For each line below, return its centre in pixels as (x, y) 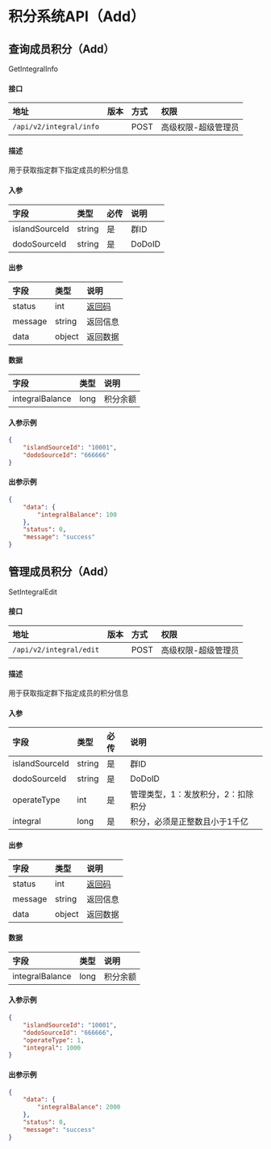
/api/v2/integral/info (56, 127)
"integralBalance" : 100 (77, 514)
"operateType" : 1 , (54, 1040)
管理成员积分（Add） (61, 572)
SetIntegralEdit (33, 592)
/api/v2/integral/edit (56, 650)
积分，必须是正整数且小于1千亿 (189, 822)
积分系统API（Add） (77, 17)
